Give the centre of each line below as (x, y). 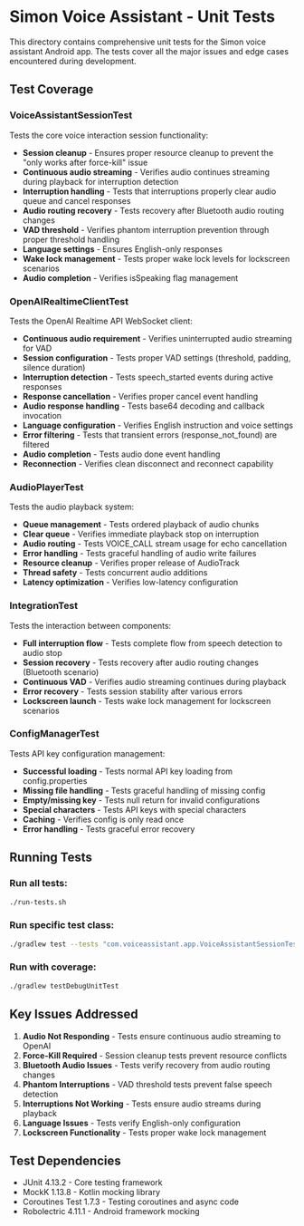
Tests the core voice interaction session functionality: (109, 135)
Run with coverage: (53, 967)
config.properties (55, 780)
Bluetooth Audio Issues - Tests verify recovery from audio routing (146, 1065)
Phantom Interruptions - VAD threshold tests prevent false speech (147, 1084)
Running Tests (51, 858)
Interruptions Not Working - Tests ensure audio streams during (142, 1104)
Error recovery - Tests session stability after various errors (132, 691)
